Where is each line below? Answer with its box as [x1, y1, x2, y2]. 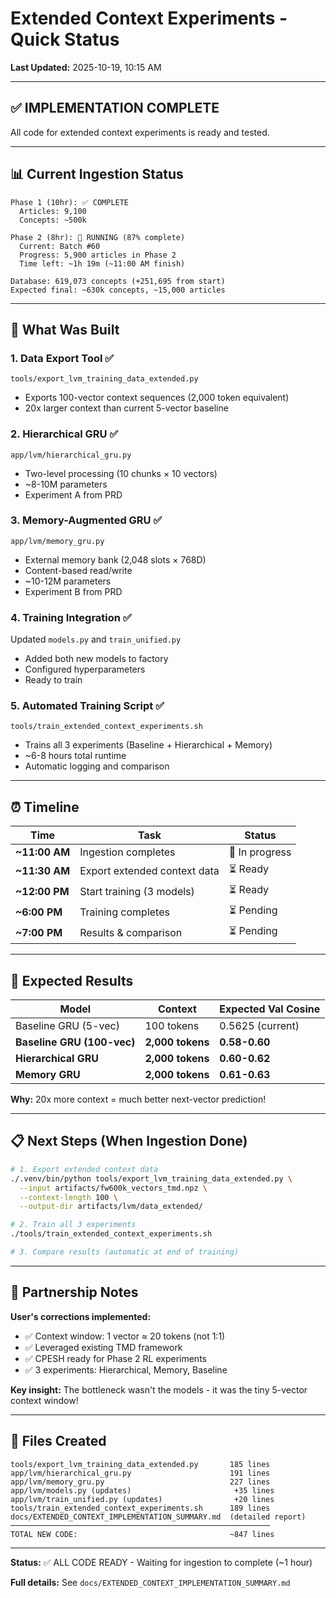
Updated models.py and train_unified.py [10, 633, 182, 646]
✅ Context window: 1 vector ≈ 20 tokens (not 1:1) [24, 1330, 226, 1342]
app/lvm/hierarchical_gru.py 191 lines [10, 1468, 271, 1478]
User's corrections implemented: [10, 1310, 152, 1322]
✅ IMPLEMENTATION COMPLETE [10, 100, 220, 117]
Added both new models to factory [24, 653, 169, 665]
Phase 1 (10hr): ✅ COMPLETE [10, 197, 130, 207]
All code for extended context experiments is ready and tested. [10, 126, 270, 138]
